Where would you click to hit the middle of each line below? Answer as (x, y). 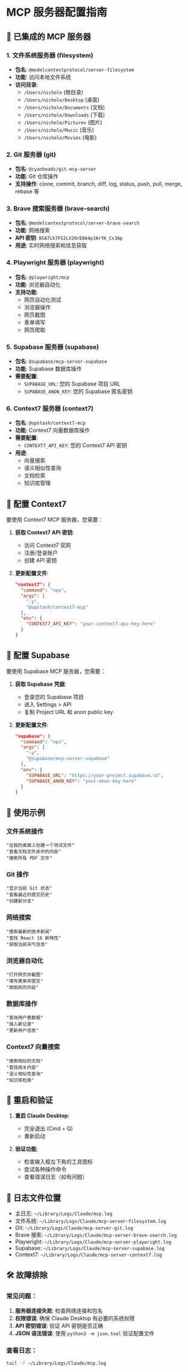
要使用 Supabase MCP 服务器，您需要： (56, 671)
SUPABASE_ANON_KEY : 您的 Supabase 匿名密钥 (78, 391)
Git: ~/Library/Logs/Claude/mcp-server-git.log (74, 1228)
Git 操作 (17, 874)
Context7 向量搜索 (33, 1047)
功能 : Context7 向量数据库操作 (52, 430)
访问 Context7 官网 (47, 545)
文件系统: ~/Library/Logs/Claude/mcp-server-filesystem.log (91, 1221)
